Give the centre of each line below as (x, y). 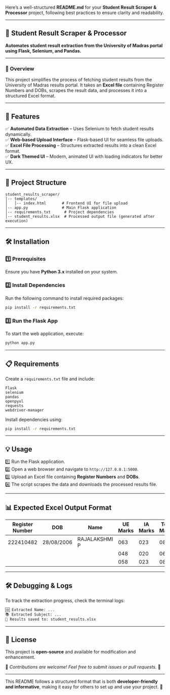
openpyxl (14, 401)
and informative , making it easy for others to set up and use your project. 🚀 (84, 687)
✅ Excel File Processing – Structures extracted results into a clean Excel (81, 145)
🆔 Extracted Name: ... (30, 610)
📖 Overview (20, 69)
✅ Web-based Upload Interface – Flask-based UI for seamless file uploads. (84, 140)
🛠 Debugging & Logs (39, 586)
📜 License (21, 640)
